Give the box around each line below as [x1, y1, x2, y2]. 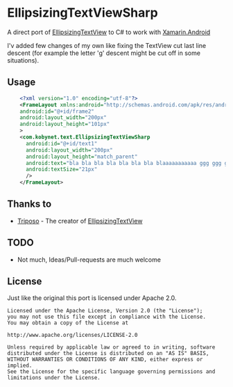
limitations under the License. [7, 374, 101, 381]
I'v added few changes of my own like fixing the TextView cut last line [7, 41, 207, 49]
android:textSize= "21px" [25, 166, 98, 173]
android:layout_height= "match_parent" [25, 153, 138, 160]
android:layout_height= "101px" [19, 120, 110, 128]
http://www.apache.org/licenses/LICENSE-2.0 [7, 332, 138, 339]
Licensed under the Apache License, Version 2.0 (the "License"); [7, 308, 203, 315]
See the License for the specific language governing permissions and [7, 368, 216, 375]
